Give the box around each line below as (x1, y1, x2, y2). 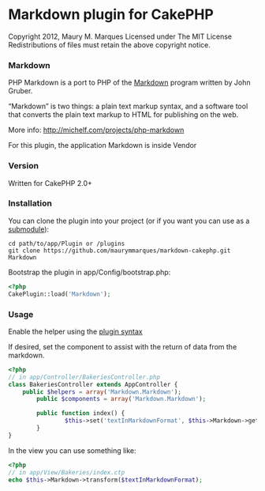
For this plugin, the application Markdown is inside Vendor (8, 141, 197, 150)
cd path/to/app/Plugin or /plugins (8, 240, 125, 247)
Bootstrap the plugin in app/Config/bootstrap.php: (8, 267, 171, 277)
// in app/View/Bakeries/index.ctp (8, 468, 125, 476)
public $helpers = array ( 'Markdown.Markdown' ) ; (22, 387, 181, 396)
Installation (8, 198, 53, 209)
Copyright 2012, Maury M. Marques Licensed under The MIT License (8, 32, 233, 41)
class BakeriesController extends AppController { (8, 380, 178, 388)
